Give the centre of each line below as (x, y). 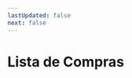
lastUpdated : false (39, 15)
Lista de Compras (66, 62)
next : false (27, 23)
